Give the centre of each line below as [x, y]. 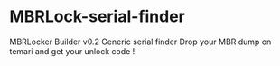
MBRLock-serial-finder [97, 17]
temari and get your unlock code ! [72, 51]
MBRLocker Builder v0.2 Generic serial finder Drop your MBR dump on [140, 42]
